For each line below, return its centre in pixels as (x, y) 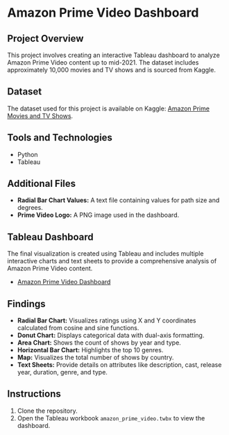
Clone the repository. (47, 411)
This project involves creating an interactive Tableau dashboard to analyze (113, 55)
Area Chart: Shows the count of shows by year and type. (99, 343)
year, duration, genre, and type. (62, 372)
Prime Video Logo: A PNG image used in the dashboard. (98, 215)
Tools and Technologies (60, 138)
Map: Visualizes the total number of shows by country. (95, 358)
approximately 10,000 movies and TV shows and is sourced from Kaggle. (112, 70)
